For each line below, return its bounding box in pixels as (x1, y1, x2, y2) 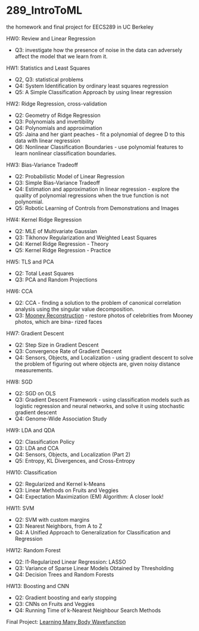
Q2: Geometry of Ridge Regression (14, 112, 101, 119)
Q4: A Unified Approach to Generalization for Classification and (14, 528, 171, 536)
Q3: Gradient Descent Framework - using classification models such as (14, 396, 190, 403)
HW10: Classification (6, 469, 57, 476)
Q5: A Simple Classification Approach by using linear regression (14, 88, 172, 95)
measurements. (14, 366, 54, 373)
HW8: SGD (6, 378, 33, 385)
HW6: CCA (6, 287, 33, 295)
